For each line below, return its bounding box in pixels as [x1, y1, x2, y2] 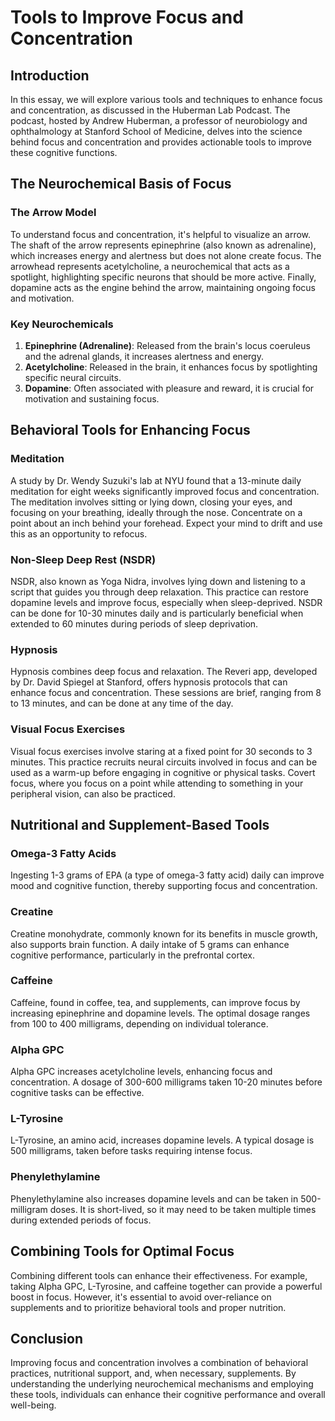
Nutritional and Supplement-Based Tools [10, 816, 270, 833]
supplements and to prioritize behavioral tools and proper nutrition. [10, 1301, 287, 1313]
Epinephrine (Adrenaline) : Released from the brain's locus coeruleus [24, 339, 311, 351]
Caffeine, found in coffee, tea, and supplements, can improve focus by [10, 996, 301, 1008]
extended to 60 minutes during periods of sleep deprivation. [10, 617, 259, 630]
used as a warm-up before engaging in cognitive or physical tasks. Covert [10, 766, 316, 778]
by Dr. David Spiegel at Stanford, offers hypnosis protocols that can [10, 676, 288, 688]
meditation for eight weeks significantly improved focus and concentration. [10, 485, 320, 497]
